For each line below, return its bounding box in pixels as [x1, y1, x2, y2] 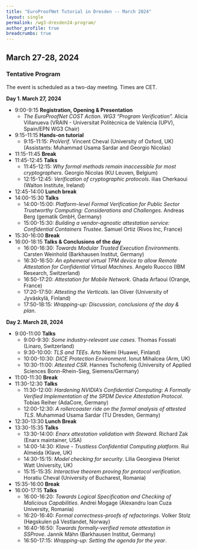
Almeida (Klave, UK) [23, 449, 73, 456]
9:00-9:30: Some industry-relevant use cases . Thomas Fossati [23, 336, 176, 343]
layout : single [6, 14, 44, 20]
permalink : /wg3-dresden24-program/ [6, 19, 96, 25]
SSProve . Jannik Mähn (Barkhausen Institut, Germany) [23, 531, 156, 538]
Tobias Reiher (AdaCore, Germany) [23, 399, 109, 406]
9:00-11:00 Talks [14, 330, 56, 337]
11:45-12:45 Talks [14, 156, 58, 163]
